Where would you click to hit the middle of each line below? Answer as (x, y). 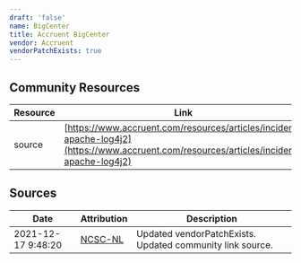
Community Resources (75, 88)
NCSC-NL (102, 239)
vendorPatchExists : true (56, 51)
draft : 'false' (38, 18)
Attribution (104, 218)
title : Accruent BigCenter (60, 34)
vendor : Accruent (42, 43)
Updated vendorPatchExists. (196, 233)
